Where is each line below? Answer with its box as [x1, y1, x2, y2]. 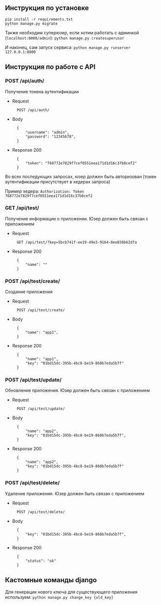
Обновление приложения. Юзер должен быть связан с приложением [5, 388, 150, 393]
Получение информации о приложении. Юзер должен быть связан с [5, 216, 149, 221]
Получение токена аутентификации [5, 88, 79, 94]
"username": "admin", [25, 130, 69, 135]
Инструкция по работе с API [5, 63, 96, 71]
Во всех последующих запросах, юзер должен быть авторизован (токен [5, 173, 157, 179]
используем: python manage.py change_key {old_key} [5, 594, 114, 600]
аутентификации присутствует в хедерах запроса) [5, 178, 111, 185]
